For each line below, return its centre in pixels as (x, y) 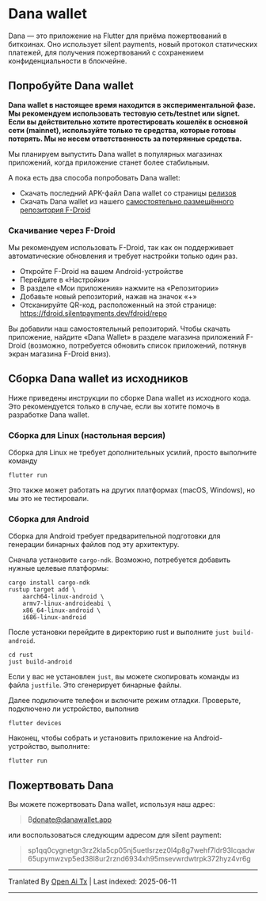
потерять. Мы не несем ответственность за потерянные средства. (125, 139)
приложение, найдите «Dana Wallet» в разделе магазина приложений (126, 337)
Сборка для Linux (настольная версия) (87, 435)
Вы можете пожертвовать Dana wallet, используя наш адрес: (112, 804)
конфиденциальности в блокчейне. (68, 61)
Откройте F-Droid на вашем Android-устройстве (101, 272)
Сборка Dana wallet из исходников (98, 379)
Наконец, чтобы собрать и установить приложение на (100, 738)
